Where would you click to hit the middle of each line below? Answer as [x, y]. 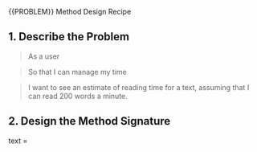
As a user [44, 56]
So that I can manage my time [77, 72]
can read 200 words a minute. [78, 96]
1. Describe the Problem [69, 37]
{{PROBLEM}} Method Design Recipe [70, 12]
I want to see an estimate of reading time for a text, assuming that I [139, 87]
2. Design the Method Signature [90, 121]
